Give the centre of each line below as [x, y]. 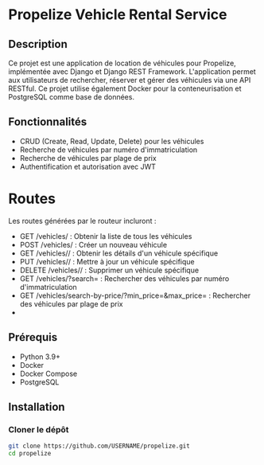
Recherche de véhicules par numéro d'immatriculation [109, 150]
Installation [37, 406]
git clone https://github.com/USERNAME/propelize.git [99, 446]
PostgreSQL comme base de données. [72, 97]
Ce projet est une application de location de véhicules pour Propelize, [122, 63]
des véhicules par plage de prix [71, 303]
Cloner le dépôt [39, 429]
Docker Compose [49, 373]
